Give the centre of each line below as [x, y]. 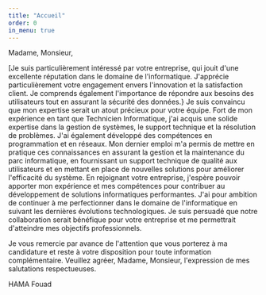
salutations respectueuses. [52, 269]
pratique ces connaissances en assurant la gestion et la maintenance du [126, 152]
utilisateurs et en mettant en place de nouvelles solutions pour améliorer [126, 169]
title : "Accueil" [37, 15]
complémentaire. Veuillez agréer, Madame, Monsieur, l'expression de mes [129, 261]
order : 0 [23, 23]
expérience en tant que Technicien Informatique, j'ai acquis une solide [123, 119]
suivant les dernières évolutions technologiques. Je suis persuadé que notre [133, 212]
